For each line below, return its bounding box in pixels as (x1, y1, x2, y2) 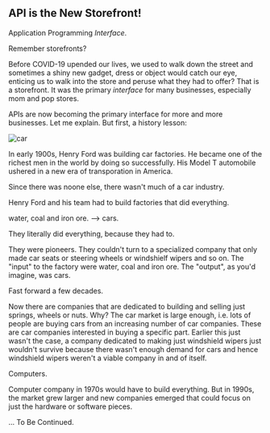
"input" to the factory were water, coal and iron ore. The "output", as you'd (8, 262, 256, 271)
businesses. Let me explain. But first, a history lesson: (8, 117, 188, 128)
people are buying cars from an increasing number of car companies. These (8, 318, 262, 328)
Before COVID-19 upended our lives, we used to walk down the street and (8, 59, 254, 69)
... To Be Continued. (8, 417, 74, 427)
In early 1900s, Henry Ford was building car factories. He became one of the (8, 149, 263, 158)
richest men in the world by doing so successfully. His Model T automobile (8, 158, 256, 167)
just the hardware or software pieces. (8, 401, 133, 411)
